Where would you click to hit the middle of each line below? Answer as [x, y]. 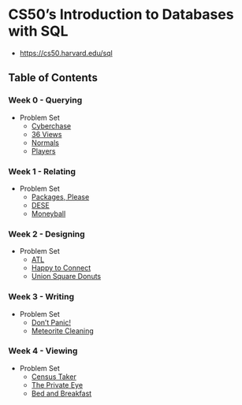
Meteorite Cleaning [63, 331]
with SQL [38, 31]
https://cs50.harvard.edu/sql [66, 53]
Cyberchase [51, 126]
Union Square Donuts [66, 277]
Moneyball [48, 214]
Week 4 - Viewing [43, 351]
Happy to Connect [61, 268]
